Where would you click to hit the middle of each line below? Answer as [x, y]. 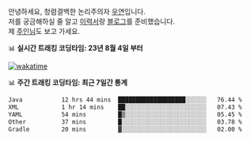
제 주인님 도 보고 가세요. [44, 31]
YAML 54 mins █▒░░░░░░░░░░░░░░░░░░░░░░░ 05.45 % [125, 114]
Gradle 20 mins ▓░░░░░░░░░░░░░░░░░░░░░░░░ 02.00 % [125, 129]
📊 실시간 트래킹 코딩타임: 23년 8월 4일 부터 [76, 48]
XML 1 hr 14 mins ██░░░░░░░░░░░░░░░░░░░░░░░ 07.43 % [125, 107]
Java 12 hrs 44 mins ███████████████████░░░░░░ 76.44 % [125, 100]
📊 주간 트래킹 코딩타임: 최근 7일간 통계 [68, 82]
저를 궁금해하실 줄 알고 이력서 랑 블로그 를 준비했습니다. [92, 21]
